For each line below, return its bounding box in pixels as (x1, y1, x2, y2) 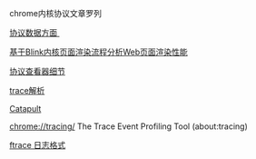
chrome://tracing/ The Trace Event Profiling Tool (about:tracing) (9, 121, 248, 132)
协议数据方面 (9, 27, 57, 38)
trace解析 (9, 85, 45, 95)
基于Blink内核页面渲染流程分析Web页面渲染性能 (9, 46, 188, 57)
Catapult (9, 104, 42, 114)
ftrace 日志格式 (9, 140, 66, 150)
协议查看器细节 (9, 66, 65, 76)
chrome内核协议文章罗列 (9, 8, 103, 18)
